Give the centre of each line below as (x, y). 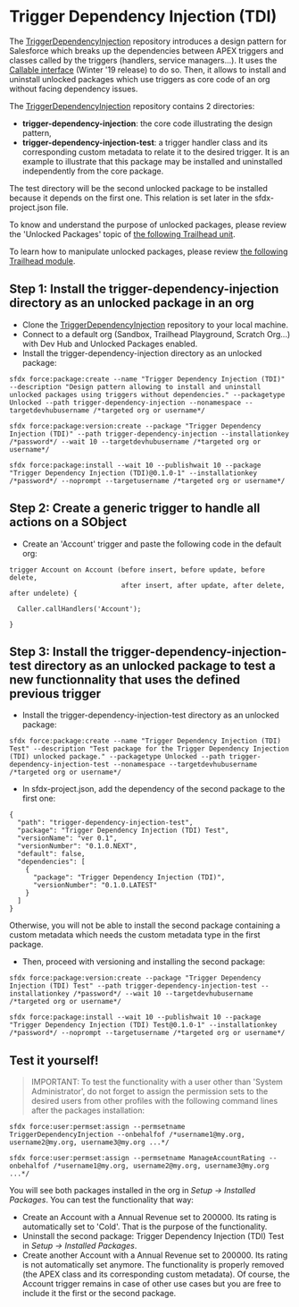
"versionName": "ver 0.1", (67, 838)
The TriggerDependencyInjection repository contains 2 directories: (132, 106)
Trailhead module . (42, 260)
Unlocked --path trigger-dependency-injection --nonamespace (125, 403)
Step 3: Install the (59, 652)
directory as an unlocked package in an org (132, 303)
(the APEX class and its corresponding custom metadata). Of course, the (156, 1274)
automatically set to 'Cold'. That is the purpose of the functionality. (145, 1226)
